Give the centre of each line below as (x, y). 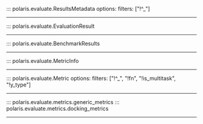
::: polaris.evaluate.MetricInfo (43, 61)
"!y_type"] (19, 85)
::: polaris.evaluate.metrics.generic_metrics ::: (63, 102)
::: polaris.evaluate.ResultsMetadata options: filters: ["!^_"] (78, 9)
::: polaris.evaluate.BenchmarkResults (53, 44)
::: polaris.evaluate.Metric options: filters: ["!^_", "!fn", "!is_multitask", (91, 78)
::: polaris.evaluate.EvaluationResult (50, 26)
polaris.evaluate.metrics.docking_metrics (57, 109)
